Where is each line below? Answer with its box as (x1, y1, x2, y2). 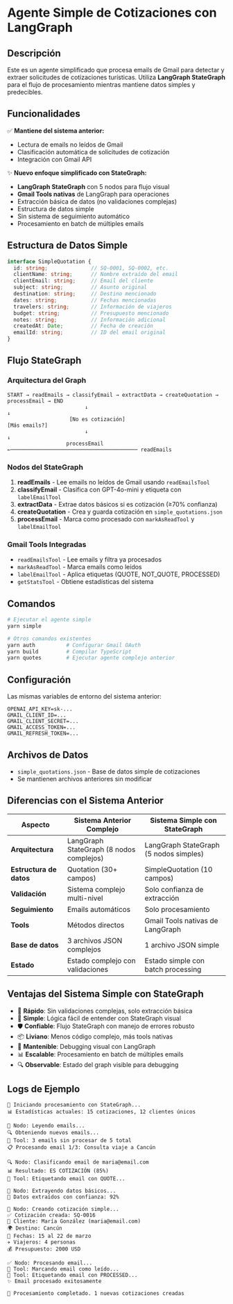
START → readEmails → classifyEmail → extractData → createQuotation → (7, 391, 218, 398)
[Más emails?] (7, 422, 49, 429)
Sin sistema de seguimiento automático (17, 212, 130, 220)
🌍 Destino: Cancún (7, 1225, 62, 1232)
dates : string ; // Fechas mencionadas (13, 297, 157, 304)
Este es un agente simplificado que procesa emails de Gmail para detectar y (7, 66, 225, 74)
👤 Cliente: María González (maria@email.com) (7, 1218, 141, 1225)
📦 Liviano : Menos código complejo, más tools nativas (17, 1032, 173, 1041)
